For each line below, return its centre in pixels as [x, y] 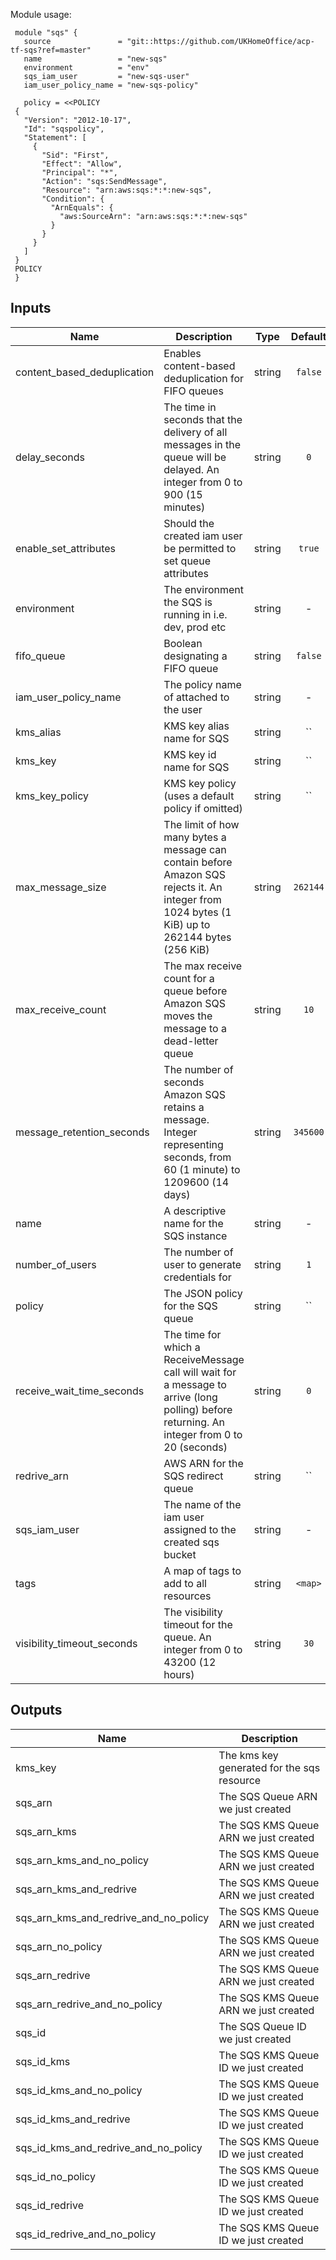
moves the [188, 1016]
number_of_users [56, 1264]
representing [193, 1144]
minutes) [184, 507]
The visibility [193, 1612]
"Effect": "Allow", [82, 164]
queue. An [187, 1637]
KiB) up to [187, 924]
